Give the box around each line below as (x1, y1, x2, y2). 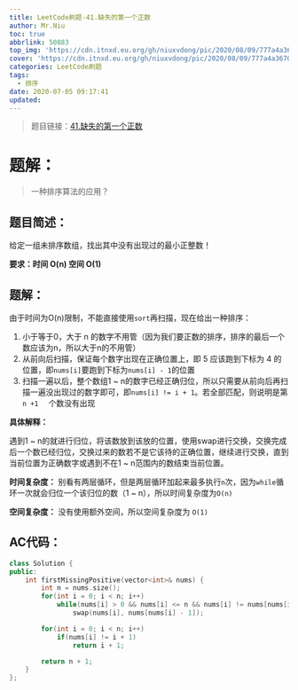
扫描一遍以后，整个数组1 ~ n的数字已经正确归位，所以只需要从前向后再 (21, 375, 281, 386)
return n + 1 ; (41, 657, 93, 666)
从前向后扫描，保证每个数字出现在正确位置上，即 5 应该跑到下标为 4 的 (21, 353, 282, 364)
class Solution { (9, 559, 74, 568)
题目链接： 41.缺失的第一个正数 (30, 121, 144, 131)
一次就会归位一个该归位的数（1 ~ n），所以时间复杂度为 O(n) (16, 487, 233, 498)
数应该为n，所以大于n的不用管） (21, 342, 141, 353)
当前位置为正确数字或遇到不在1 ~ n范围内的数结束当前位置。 (9, 458, 229, 468)
